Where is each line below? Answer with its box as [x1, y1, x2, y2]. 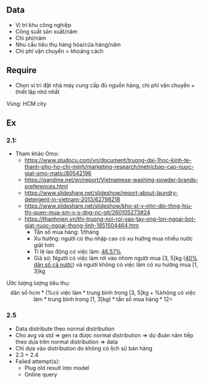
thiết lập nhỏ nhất [15, 88, 60, 95]
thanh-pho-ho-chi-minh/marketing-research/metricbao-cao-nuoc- [24, 163, 195, 171]
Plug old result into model [24, 364, 90, 371]
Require [6, 65, 37, 76]
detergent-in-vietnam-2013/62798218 [24, 196, 121, 203]
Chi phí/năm [15, 34, 47, 42]
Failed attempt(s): [15, 358, 60, 365]
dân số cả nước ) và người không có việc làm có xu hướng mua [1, [33, 261, 198, 268]
